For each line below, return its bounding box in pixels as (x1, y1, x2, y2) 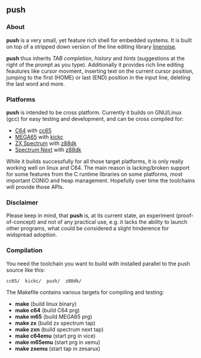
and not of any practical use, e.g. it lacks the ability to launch (37, 218, 188, 226)
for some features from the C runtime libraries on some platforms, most (6, 170, 183, 177)
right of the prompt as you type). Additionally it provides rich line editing (6, 61, 184, 68)
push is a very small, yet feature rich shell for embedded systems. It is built (6, 36, 192, 44)
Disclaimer (6, 198, 38, 206)
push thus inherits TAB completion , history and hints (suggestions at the (6, 54, 185, 62)
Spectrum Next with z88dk (14, 146, 82, 153)
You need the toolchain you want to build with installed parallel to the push (6, 260, 190, 267)
